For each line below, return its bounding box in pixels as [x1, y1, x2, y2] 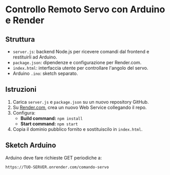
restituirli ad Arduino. [12, 54, 58, 60]
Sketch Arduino [5, 141, 56, 150]
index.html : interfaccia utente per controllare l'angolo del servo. [12, 65, 148, 71]
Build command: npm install [20, 115, 83, 121]
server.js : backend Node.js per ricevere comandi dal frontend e [12, 49, 149, 54]
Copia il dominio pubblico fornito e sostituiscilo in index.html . [12, 126, 143, 132]
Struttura [5, 35, 35, 44]
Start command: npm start [20, 121, 78, 127]
